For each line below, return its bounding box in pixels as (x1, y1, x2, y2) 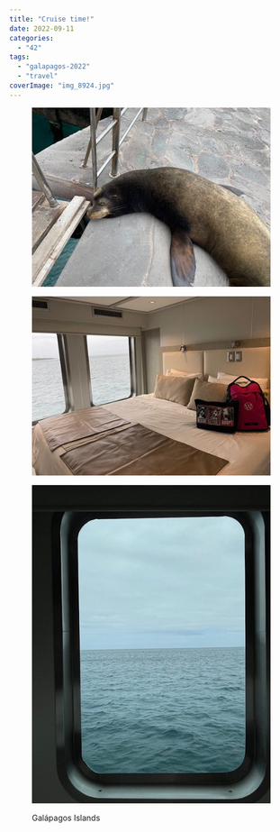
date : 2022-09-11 (9, 23, 75, 33)
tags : (9, 52, 30, 62)
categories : (9, 33, 54, 42)
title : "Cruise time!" (9, 14, 95, 23)
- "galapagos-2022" (17, 62, 91, 71)
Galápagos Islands (32, 812, 101, 824)
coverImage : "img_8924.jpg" (9, 81, 115, 90)
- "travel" (17, 72, 59, 81)
